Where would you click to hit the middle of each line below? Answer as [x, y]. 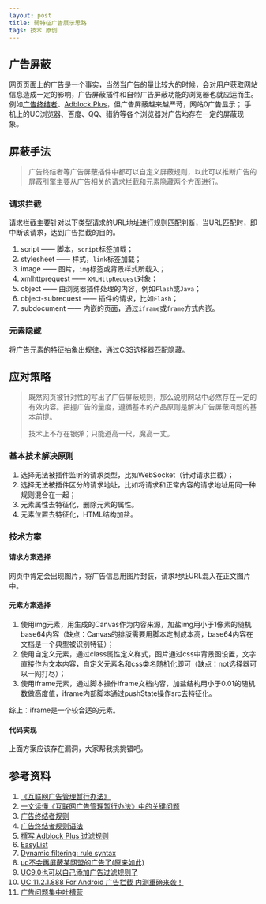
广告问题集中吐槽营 [52, 892]
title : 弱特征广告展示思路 [48, 23]
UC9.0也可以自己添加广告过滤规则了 [79, 872]
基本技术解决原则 [41, 456]
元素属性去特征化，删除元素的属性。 [79, 504]
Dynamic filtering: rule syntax [68, 854]
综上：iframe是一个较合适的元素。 [65, 710]
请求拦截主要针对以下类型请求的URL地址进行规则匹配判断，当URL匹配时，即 [133, 222]
